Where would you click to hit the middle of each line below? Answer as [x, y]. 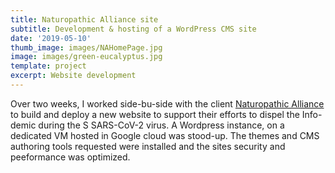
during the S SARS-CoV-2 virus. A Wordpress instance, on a [161, 125]
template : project [48, 66]
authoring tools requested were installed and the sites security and [148, 146]
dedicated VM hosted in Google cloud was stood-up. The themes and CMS [165, 135]
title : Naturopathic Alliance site [84, 19]
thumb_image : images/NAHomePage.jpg [86, 47]
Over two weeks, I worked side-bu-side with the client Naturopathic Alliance [167, 103]
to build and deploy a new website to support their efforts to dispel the [155, 114]
